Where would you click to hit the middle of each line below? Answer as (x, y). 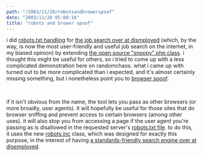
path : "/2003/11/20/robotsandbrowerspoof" (60, 12)
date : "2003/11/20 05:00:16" (43, 17)
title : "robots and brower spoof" (50, 23)
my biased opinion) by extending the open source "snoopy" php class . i (95, 53)
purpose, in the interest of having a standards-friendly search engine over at (101, 140)
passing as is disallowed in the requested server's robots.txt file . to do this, (100, 128)
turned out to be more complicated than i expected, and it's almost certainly (101, 72)
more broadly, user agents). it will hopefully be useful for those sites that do (101, 108)
